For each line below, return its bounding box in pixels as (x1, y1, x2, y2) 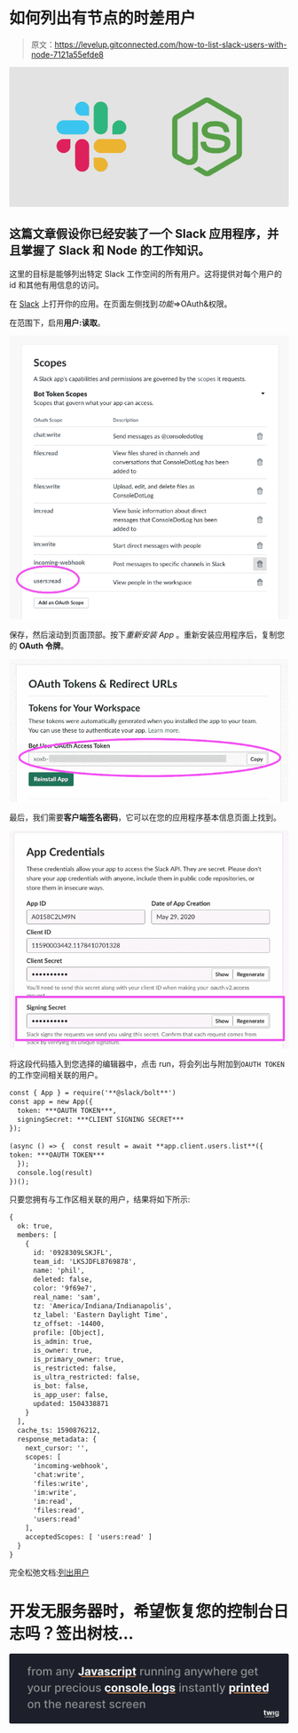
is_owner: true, (32, 1346, 93, 1355)
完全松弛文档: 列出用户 (9, 1567, 90, 1578)
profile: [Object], (32, 1328, 105, 1337)
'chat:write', (32, 1470, 86, 1479)
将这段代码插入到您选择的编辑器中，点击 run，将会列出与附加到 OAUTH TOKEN (9, 1058, 286, 1069)
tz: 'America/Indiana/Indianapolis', (32, 1301, 173, 1310)
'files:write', (32, 1479, 90, 1488)
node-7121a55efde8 (30, 49, 104, 60)
